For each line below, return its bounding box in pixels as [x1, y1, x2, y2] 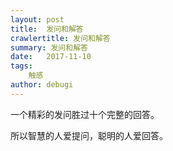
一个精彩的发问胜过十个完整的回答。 [10, 108, 160, 120]
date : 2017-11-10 [10, 52, 92, 62]
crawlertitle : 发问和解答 [10, 33, 111, 43]
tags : [10, 61, 33, 71]
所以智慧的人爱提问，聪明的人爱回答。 [10, 129, 168, 141]
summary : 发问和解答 [10, 42, 88, 53]
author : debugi [10, 80, 74, 90]
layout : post [10, 14, 65, 25]
